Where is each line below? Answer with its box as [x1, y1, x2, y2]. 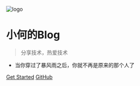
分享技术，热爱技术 [20, 49, 68, 56]
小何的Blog [6, 28, 61, 42]
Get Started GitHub [6, 73, 53, 80]
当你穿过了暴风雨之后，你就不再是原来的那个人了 [14, 61, 135, 68]
